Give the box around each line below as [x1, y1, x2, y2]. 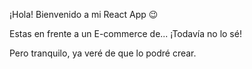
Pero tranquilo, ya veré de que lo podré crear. [9, 47, 197, 59]
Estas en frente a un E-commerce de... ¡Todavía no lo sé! [9, 28, 242, 39]
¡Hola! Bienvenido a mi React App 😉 [9, 9, 159, 20]
